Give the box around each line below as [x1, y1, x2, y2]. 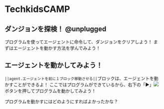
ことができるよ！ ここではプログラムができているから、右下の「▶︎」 [13, 81, 154, 87]
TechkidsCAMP [4, 3, 70, 15]
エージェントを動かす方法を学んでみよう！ [13, 45, 101, 51]
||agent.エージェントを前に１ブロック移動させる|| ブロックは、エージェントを [4, 75, 155, 81]
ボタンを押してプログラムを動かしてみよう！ [4, 87, 96, 93]
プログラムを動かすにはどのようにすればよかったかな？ [4, 98, 118, 104]
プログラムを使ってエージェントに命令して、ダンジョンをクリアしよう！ [4, 39, 153, 44]
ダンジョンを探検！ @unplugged [4, 24, 107, 33]
